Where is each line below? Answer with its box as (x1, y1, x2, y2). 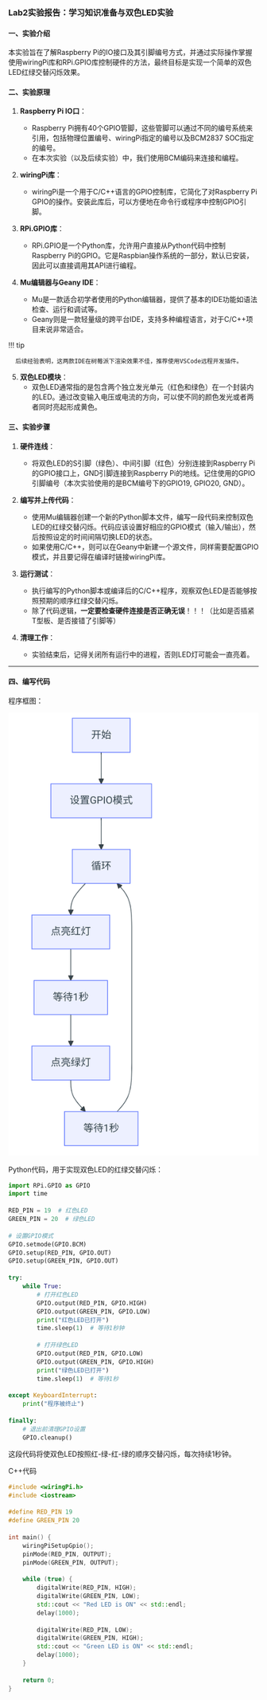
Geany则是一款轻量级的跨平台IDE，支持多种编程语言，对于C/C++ (31, 315, 246, 324)
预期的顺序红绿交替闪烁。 (38, 595, 123, 605)
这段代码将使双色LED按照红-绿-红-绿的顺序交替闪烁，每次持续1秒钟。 (8, 1449, 236, 1459)
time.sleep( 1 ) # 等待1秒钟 (37, 1325, 125, 1333)
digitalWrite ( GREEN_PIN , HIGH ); (37, 1634, 145, 1643)
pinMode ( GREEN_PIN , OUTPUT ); (22, 1558, 119, 1567)
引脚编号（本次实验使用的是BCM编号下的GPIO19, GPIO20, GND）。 (31, 478, 250, 488)
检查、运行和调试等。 (31, 304, 102, 314)
